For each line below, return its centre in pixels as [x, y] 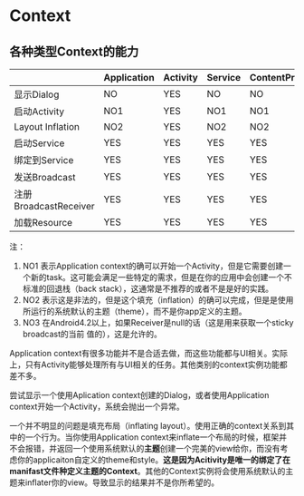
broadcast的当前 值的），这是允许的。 [92, 334]
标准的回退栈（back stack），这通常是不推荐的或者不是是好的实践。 [148, 288]
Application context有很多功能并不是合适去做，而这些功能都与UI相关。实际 [148, 353]
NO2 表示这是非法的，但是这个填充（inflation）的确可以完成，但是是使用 [158, 300]
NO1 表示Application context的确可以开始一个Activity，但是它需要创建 [152, 266]
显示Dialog [37, 94]
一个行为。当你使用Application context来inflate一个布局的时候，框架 [152, 437]
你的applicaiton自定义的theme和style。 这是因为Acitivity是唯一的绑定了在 [154, 460]
